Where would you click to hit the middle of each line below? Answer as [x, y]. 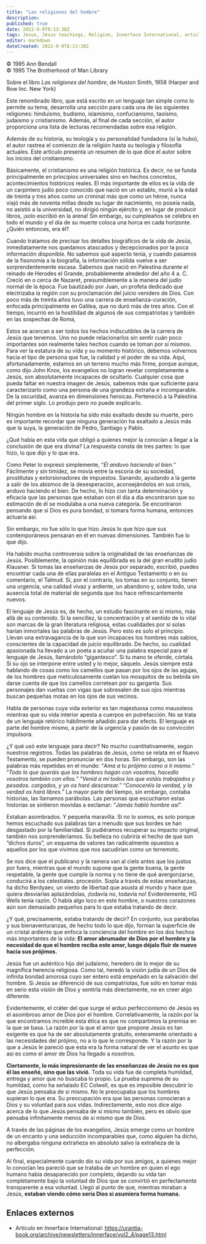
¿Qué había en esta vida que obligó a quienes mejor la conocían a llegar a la [102, 439]
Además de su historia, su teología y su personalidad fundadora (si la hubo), [103, 138]
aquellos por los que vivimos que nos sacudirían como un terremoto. [93, 849]
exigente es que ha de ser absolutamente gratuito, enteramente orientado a [102, 1034]
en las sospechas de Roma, [41, 319]
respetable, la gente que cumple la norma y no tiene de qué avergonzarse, [101, 874]
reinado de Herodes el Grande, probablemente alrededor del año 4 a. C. [97, 273]
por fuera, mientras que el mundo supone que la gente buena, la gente [96, 867]
